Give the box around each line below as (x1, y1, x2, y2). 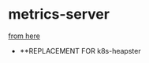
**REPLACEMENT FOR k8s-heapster (19, 46, 141, 55)
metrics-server (8, 5, 110, 23)
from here (8, 31, 41, 40)
